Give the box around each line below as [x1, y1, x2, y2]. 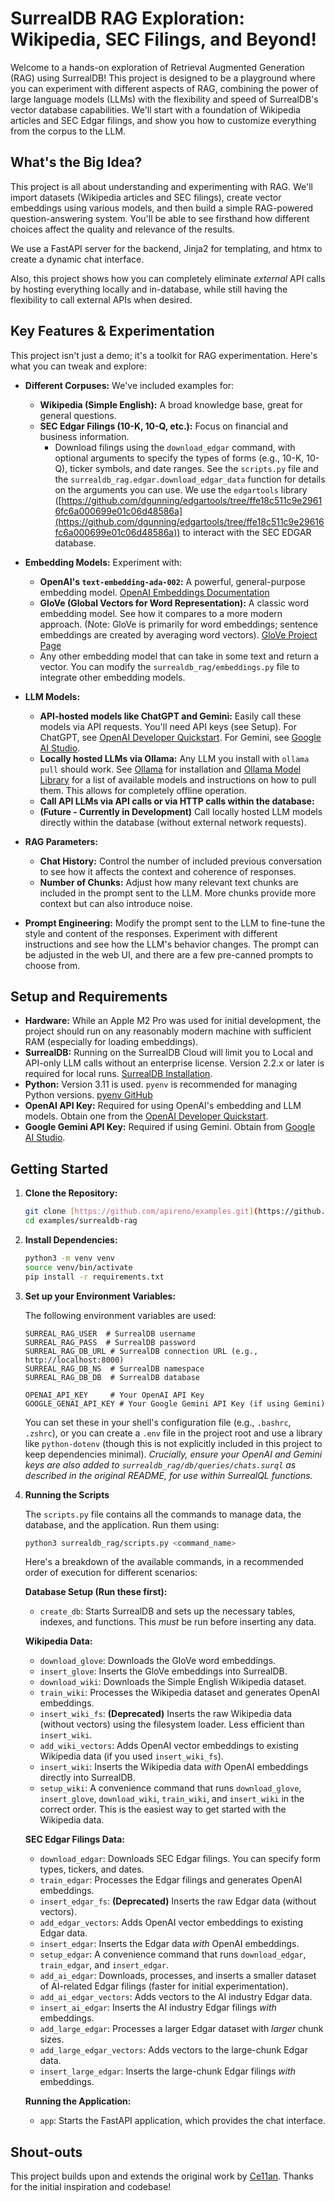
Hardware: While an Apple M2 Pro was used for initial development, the [24, 1015, 322, 1027]
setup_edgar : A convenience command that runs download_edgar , [39, 1948, 307, 1961]
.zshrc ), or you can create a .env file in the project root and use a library [24, 1427, 323, 1439]
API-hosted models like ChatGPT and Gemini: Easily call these [39, 710, 302, 722]
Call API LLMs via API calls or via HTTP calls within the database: [39, 795, 315, 807]
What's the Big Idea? [10, 154, 143, 171]
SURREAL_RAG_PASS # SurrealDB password [24, 1337, 196, 1347]
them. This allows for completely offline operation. [39, 784, 247, 796]
